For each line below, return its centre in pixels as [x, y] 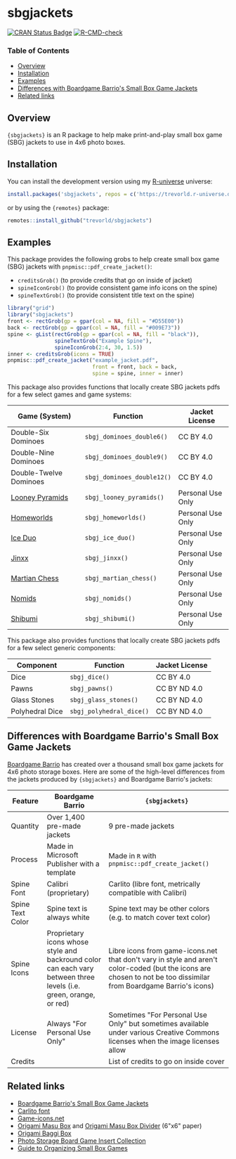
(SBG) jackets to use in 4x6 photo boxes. [66, 143]
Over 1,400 [66, 817]
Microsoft [63, 855]
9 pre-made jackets [142, 826]
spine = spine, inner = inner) [138, 374]
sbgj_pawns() [92, 689]
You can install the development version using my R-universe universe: [110, 181]
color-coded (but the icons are [160, 968]
